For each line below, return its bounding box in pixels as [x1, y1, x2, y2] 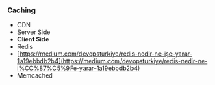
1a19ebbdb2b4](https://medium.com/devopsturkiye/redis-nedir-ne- [16, 57, 208, 65]
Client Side [16, 35, 49, 44]
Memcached [16, 71, 53, 80]
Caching [7, 5, 36, 15]
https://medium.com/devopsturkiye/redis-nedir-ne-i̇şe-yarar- [19, 50, 193, 58]
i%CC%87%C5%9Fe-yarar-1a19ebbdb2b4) [16, 64, 140, 73]
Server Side [16, 28, 51, 36]
